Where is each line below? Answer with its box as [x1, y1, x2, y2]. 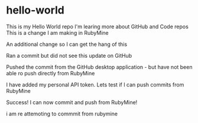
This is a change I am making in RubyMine [6, 29, 109, 36]
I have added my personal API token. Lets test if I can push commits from [6, 81, 184, 88]
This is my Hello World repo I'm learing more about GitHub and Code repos [6, 23, 189, 30]
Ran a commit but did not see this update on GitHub [6, 52, 132, 59]
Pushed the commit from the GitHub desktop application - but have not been [6, 63, 193, 71]
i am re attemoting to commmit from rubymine [6, 110, 118, 117]
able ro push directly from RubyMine [6, 69, 95, 77]
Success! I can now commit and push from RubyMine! [6, 98, 138, 106]
